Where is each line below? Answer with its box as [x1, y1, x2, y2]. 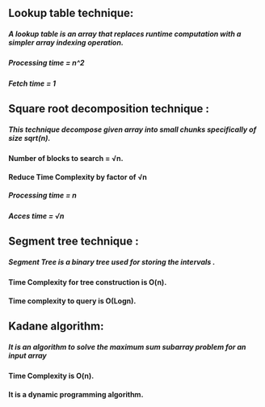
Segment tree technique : [8, 235, 139, 248]
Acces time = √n [8, 210, 65, 221]
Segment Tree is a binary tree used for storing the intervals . [8, 256, 216, 266]
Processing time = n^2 [8, 58, 85, 68]
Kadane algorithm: [8, 320, 104, 333]
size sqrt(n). [8, 133, 51, 142]
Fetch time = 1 [8, 78, 57, 88]
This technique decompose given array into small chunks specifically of [8, 125, 257, 134]
